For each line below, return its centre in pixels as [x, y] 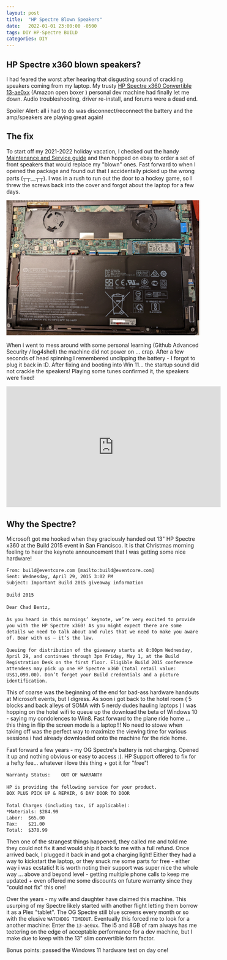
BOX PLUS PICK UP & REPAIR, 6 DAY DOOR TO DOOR [68, 794]
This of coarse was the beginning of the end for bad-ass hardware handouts [103, 692]
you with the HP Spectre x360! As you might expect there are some [94, 626]
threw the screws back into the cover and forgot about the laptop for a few [100, 185]
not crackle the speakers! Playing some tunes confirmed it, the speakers [98, 371]
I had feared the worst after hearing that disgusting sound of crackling [95, 79]
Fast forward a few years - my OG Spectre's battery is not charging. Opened [102, 750]
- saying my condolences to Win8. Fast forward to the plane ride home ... [99, 719]
